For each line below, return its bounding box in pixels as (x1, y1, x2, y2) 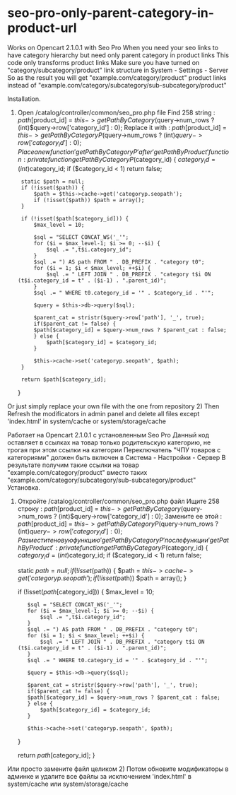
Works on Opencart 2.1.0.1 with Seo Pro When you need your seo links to (7, 43, 219, 52)
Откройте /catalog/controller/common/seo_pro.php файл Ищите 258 (17, 497, 220, 505)
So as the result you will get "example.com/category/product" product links (7, 73, 227, 82)
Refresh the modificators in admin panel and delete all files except (7, 409, 200, 418)
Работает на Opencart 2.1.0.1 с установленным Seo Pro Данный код (7, 430, 210, 439)
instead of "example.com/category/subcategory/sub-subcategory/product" (7, 81, 228, 89)
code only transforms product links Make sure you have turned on (7, 58, 200, 66)
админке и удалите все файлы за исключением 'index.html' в (7, 772, 192, 781)
